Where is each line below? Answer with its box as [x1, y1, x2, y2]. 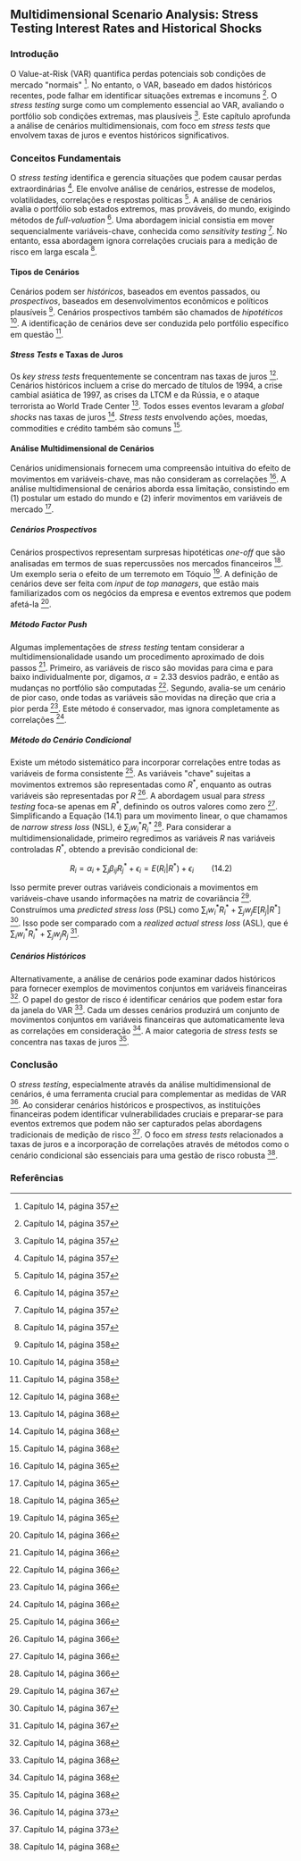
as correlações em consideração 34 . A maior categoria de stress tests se [10, 1023, 278, 1035]
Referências [10, 1172, 64, 1185]
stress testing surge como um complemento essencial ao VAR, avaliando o [10, 100, 285, 110]
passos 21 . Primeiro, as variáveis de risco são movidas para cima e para [10, 660, 273, 673]
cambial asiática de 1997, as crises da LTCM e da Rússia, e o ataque [10, 390, 260, 400]
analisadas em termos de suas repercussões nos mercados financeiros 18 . [10, 556, 284, 568]
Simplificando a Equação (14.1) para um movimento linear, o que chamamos [10, 810, 288, 821]
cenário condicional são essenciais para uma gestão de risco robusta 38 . [10, 1148, 278, 1161]
